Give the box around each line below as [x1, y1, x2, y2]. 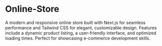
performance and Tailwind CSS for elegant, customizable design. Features [5, 24, 157, 30]
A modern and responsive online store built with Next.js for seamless [5, 20, 146, 25]
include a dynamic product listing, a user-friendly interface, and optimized [5, 30, 157, 36]
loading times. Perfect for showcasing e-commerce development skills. [5, 35, 151, 41]
